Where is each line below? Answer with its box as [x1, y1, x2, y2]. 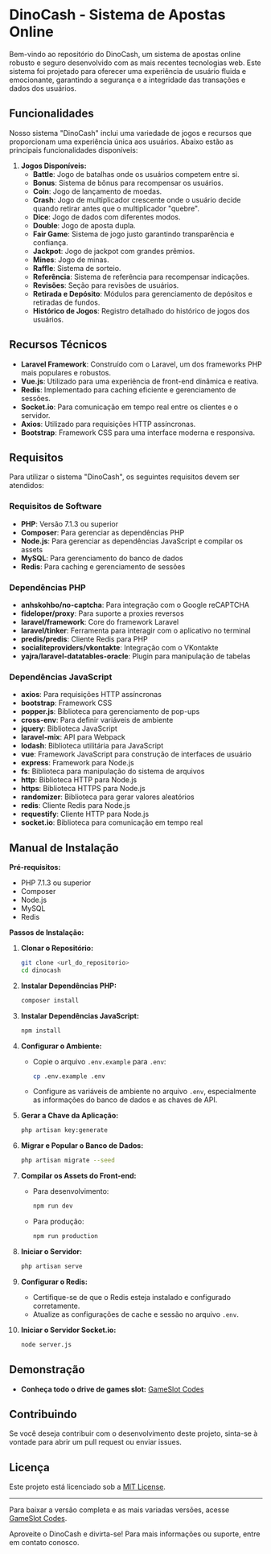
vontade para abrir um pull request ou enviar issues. [9, 1437, 182, 1447]
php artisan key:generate [20, 1126, 108, 1134]
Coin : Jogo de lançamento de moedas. [32, 187, 162, 196]
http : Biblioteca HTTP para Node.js [20, 775, 138, 785]
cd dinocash [20, 966, 61, 974]
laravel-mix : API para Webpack [20, 732, 125, 742]
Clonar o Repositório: [20, 943, 94, 953]
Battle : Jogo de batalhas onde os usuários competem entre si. [32, 169, 240, 178]
